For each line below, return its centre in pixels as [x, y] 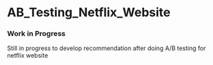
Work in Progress [37, 34]
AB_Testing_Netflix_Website [89, 13]
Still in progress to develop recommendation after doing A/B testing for [106, 48]
